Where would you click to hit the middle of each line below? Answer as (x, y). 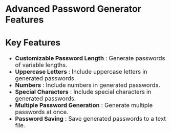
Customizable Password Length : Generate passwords (90, 58)
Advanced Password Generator (73, 9)
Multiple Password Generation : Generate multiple (84, 105)
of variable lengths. (41, 65)
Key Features (33, 42)
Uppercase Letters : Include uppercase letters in (81, 72)
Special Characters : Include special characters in (83, 92)
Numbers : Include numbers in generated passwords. (88, 85)
